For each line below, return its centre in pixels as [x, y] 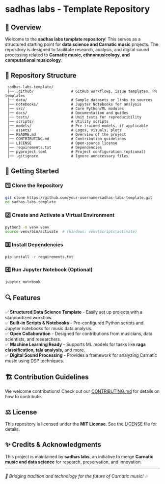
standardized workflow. [29, 318]
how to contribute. [24, 397]
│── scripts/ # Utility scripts [58, 121]
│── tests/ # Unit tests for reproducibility [74, 117]
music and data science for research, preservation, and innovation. [74, 462]
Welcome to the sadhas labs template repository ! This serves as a [73, 39]
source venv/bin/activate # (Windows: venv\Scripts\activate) [71, 232]
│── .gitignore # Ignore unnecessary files [68, 156]
